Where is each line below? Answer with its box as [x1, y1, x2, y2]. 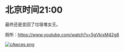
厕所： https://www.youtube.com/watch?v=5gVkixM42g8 [5, 32, 120, 37]
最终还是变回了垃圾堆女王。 [5, 21, 61, 27]
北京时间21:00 [5, 4, 63, 16]
